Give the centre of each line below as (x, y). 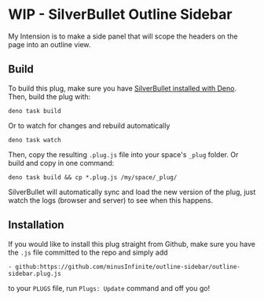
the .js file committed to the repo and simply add (88, 252)
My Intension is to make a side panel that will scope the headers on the (123, 36)
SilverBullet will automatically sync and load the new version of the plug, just (132, 192)
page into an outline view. (49, 44)
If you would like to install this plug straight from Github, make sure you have (132, 244)
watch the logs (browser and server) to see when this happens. (111, 200)
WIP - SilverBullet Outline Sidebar (120, 15)
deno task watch (35, 140)
